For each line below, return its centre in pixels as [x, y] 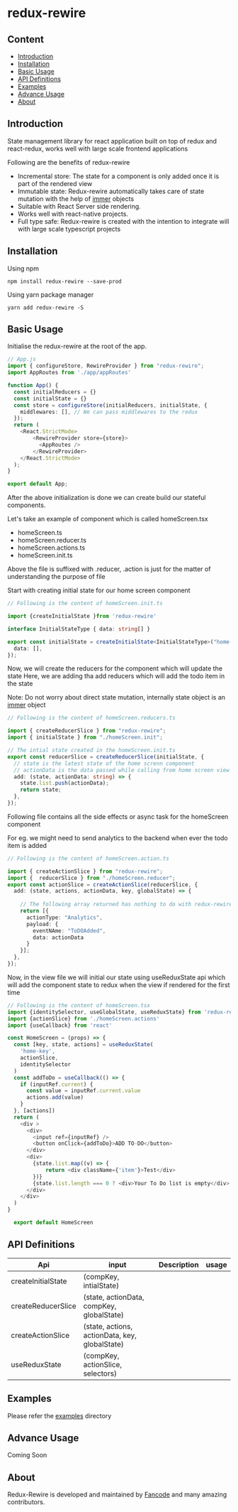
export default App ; [38, 484]
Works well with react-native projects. [73, 214]
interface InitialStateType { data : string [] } [79, 629]
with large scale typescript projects [69, 229]
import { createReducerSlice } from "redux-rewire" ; [87, 731]
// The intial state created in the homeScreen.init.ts [91, 751]
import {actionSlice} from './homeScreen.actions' [84, 1018]
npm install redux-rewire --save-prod [64, 281]
